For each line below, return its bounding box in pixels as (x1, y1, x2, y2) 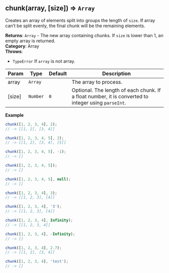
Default (48, 70, 67, 77)
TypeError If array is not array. (12, 58, 75, 64)
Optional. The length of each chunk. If (71, 86, 161, 93)
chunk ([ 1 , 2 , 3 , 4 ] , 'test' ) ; (5, 259, 69, 264)
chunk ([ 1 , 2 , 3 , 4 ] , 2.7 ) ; (5, 245, 62, 250)
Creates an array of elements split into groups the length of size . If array (5, 17, 155, 23)
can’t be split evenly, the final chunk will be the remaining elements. (5, 23, 145, 29)
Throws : (5, 48, 23, 54)
